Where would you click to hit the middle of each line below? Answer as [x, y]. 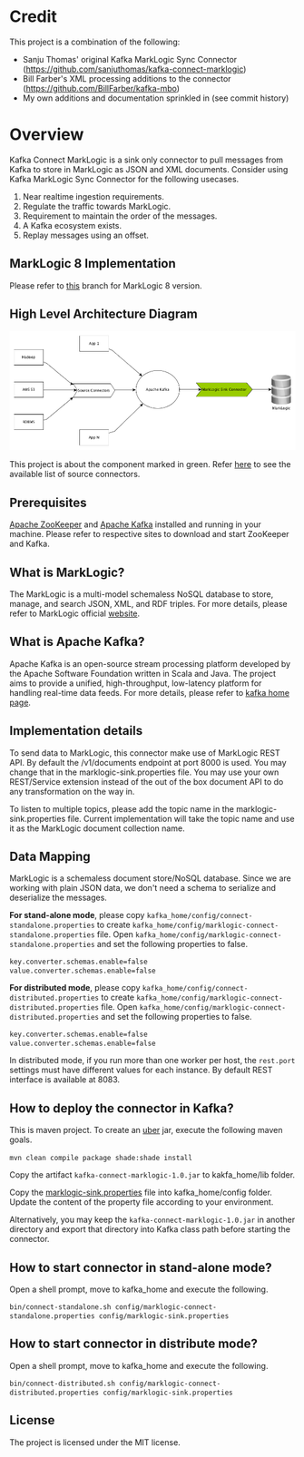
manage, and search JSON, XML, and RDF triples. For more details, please [148, 603]
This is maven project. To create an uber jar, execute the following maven [146, 1130]
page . [20, 702]
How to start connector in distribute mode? [134, 1344]
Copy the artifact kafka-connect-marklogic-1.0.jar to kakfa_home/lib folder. [152, 1175]
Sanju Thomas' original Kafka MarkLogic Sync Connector [130, 59]
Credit [33, 17]
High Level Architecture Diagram [103, 314]
